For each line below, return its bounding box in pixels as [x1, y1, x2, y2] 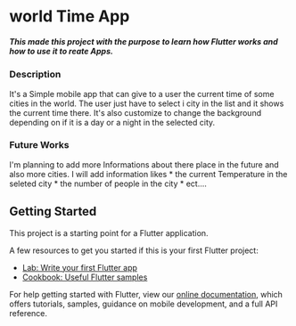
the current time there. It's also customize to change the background [9, 107, 261, 118]
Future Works [9, 139, 70, 151]
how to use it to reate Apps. [9, 45, 114, 56]
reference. [9, 307, 47, 318]
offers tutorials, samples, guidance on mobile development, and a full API [9, 298, 278, 309]
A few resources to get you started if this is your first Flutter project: [9, 245, 259, 256]
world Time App [9, 6, 130, 27]
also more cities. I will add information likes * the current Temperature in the [9, 168, 288, 179]
